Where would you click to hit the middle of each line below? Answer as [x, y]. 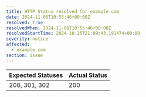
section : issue [25, 55]
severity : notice [27, 39]
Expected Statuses [36, 75]
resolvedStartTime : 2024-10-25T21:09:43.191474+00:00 [73, 34]
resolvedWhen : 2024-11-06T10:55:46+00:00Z [59, 28]
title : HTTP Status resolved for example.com [62, 11]
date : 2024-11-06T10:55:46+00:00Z [48, 17]
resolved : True [25, 22]
